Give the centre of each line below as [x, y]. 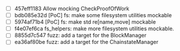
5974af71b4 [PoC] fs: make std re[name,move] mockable [85, 22]
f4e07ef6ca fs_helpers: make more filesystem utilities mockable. [94, 28]
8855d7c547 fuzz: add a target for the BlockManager [80, 36]
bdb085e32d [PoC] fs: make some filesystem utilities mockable [93, 15]
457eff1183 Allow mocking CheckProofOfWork [72, 9]
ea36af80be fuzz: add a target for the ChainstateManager [86, 42]
